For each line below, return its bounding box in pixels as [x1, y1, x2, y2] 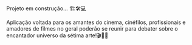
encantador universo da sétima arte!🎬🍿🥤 [6, 32, 108, 39]
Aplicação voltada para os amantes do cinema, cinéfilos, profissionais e [6, 19, 186, 26]
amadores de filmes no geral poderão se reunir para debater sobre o [6, 25, 178, 32]
